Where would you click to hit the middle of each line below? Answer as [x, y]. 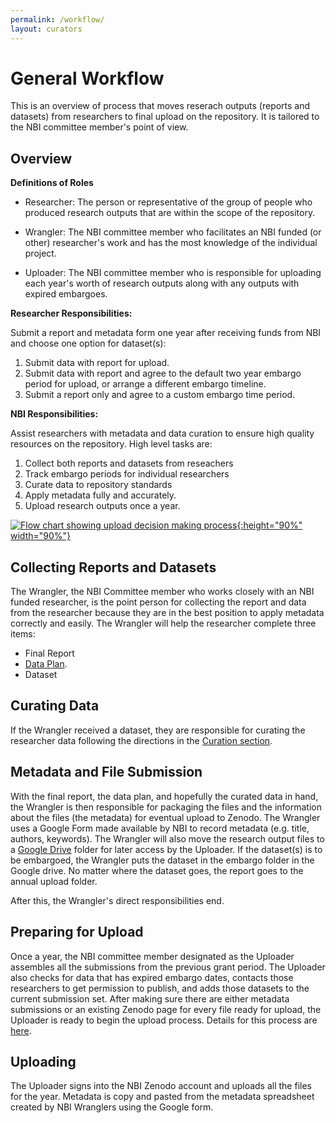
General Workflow [87, 78]
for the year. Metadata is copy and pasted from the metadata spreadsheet [162, 1097]
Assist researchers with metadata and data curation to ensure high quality [162, 433]
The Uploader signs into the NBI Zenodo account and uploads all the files [161, 1086]
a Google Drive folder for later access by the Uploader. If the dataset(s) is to [166, 849]
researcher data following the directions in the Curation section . [141, 740]
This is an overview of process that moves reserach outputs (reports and [160, 106]
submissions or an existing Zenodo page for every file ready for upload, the [166, 1009]
